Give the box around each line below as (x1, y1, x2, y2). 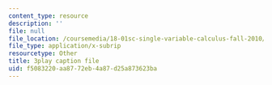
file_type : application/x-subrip (8, 42, 121, 50)
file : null (8, 27, 45, 35)
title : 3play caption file (8, 57, 100, 66)
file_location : (8, 34, 60, 43)
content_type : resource (8, 11, 89, 20)
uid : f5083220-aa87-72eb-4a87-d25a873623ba (8, 65, 158, 73)
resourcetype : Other (8, 49, 79, 57)
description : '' (8, 19, 63, 28)
